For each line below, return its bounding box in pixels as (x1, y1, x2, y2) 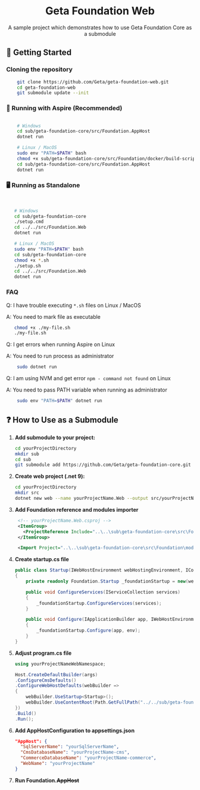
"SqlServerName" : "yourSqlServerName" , (20, 744, 120, 750)
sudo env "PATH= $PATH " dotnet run (17, 398, 102, 404)
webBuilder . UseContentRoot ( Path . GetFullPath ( (26, 699, 141, 705)
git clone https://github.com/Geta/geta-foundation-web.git (17, 79, 169, 85)
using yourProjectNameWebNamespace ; (14, 661, 106, 667)
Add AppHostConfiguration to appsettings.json (14, 727, 135, 734)
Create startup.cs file (14, 556, 70, 563)
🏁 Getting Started (6, 48, 72, 58)
